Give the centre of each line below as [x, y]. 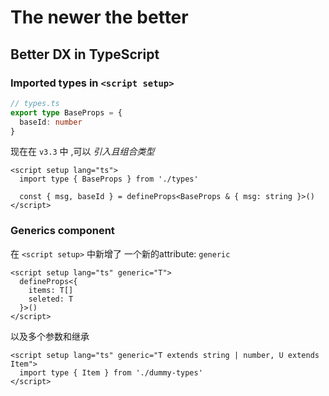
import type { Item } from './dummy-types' [111, 372]
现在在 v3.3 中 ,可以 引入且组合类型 [82, 152]
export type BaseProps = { [66, 112]
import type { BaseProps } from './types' [109, 179]
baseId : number [51, 122]
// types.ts [35, 103]
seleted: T [51, 299]
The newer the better [99, 17]
